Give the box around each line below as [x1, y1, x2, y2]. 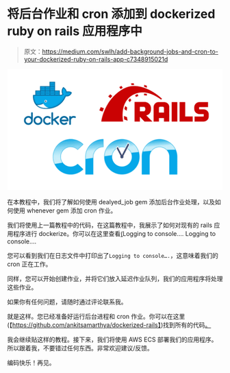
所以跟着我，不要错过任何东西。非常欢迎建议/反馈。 [7, 344, 154, 352]
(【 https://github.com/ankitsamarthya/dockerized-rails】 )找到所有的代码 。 [7, 321, 212, 329]
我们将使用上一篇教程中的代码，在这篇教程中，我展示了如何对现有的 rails [7, 221, 213, 230]
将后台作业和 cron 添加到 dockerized [7, 6, 216, 22]
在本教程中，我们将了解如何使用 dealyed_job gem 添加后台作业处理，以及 [7, 198, 216, 206]
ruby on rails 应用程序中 [7, 23, 142, 39]
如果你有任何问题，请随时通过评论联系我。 [7, 298, 127, 306]
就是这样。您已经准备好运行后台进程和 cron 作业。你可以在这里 [7, 313, 186, 321]
